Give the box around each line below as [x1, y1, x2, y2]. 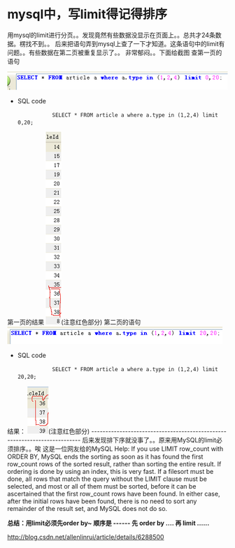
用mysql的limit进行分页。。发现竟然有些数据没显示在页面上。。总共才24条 [7, 31, 215, 39]
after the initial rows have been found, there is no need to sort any [7, 497, 197, 505]
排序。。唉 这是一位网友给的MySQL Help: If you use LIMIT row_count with [13, 445, 224, 453]
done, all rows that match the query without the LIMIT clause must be [7, 475, 208, 483]
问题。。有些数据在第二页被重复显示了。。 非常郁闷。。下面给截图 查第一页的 [7, 48, 222, 57]
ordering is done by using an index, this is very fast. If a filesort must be [7, 467, 214, 475]
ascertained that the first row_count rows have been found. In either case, [7, 489, 220, 498]
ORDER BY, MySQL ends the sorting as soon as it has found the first [7, 452, 204, 461]
